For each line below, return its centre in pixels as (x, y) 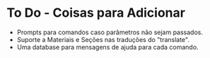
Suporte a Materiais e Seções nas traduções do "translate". (103, 39)
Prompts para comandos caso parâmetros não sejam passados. (110, 32)
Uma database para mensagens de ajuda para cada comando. (107, 47)
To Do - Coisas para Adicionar (96, 13)
